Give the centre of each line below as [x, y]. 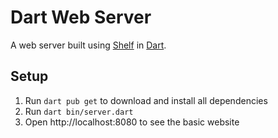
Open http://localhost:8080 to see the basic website [132, 122]
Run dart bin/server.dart [79, 111]
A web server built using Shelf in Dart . [88, 45]
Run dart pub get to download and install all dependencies [146, 100]
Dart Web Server [81, 17]
